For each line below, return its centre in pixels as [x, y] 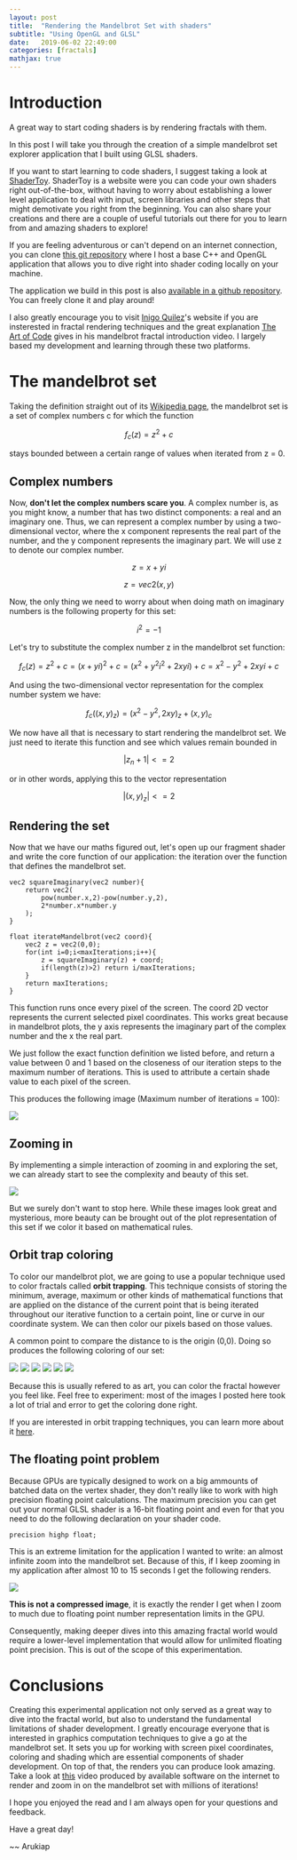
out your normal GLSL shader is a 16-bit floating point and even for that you [147, 1509]
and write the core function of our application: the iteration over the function [148, 857]
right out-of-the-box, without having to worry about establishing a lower [141, 190]
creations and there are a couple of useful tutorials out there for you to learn [148, 218]
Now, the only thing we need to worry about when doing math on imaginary [147, 602]
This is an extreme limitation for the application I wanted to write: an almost [146, 1551]
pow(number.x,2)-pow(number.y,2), [105, 898]
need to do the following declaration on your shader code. [115, 1518]
